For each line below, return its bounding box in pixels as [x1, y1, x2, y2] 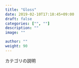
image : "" [5, 30, 26, 35]
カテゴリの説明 [5, 58, 36, 64]
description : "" [5, 26, 39, 31]
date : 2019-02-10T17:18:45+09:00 [5, 12, 75, 17]
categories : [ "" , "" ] [5, 21, 50, 26]
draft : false [5, 16, 32, 21]
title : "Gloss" [5, 7, 37, 12]
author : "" [5, 39, 28, 44]
